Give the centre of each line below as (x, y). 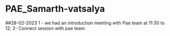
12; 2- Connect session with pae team (45, 28)
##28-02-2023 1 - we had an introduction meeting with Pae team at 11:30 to (85, 23)
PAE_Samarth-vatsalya (55, 9)
